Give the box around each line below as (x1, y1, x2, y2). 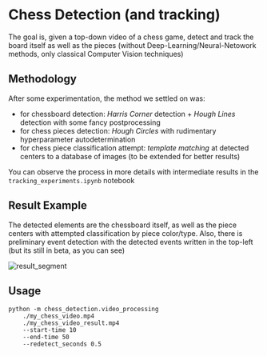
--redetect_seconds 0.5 (22, 340, 102, 349)
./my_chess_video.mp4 (22, 312, 94, 321)
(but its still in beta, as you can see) (8, 246, 126, 255)
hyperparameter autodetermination (19, 134, 136, 144)
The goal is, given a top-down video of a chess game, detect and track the (8, 32, 254, 42)
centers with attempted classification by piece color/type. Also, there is (8, 228, 243, 238)
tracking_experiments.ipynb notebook (8, 175, 135, 185)
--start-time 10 (22, 326, 78, 334)
